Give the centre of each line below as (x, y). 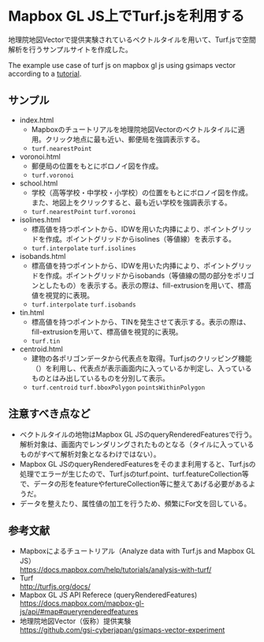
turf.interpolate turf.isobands (84, 305)
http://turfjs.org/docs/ (55, 587)
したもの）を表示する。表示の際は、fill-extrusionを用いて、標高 (149, 285)
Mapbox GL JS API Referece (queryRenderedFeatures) (108, 595)
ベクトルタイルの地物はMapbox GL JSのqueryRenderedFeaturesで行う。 (138, 434)
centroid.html (41, 349)
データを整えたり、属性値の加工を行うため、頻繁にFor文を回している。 (135, 503)
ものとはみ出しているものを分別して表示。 (100, 378)
